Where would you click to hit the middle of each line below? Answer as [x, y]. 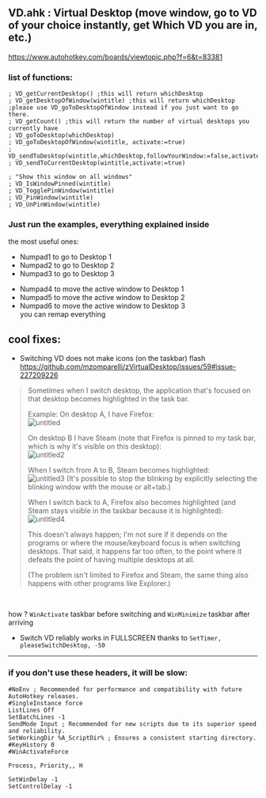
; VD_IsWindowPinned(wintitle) [60, 184]
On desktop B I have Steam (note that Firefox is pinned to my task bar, [141, 438]
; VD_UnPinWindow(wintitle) [55, 205]
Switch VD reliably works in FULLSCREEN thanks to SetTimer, [120, 638]
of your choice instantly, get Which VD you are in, [133, 26]
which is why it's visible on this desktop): [95, 446]
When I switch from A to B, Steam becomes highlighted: [119, 470]
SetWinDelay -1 [33, 779]
